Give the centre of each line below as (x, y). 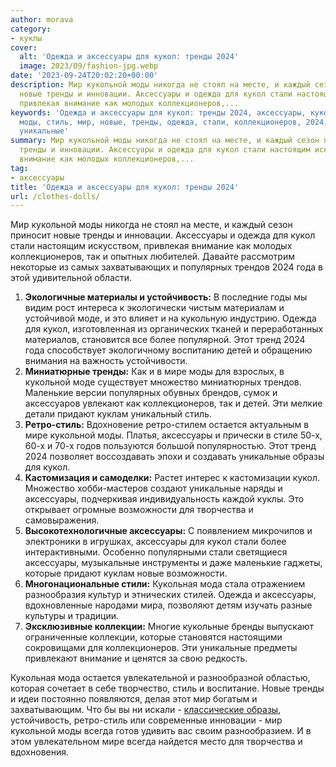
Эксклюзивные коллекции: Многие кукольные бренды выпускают (169, 627)
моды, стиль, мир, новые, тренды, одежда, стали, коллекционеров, (160, 122)
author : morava (42, 19)
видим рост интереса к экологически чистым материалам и (154, 308)
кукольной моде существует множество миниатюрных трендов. (163, 382)
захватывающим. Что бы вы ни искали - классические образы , (146, 710)
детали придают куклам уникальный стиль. (118, 414)
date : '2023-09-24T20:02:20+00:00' (84, 76)
